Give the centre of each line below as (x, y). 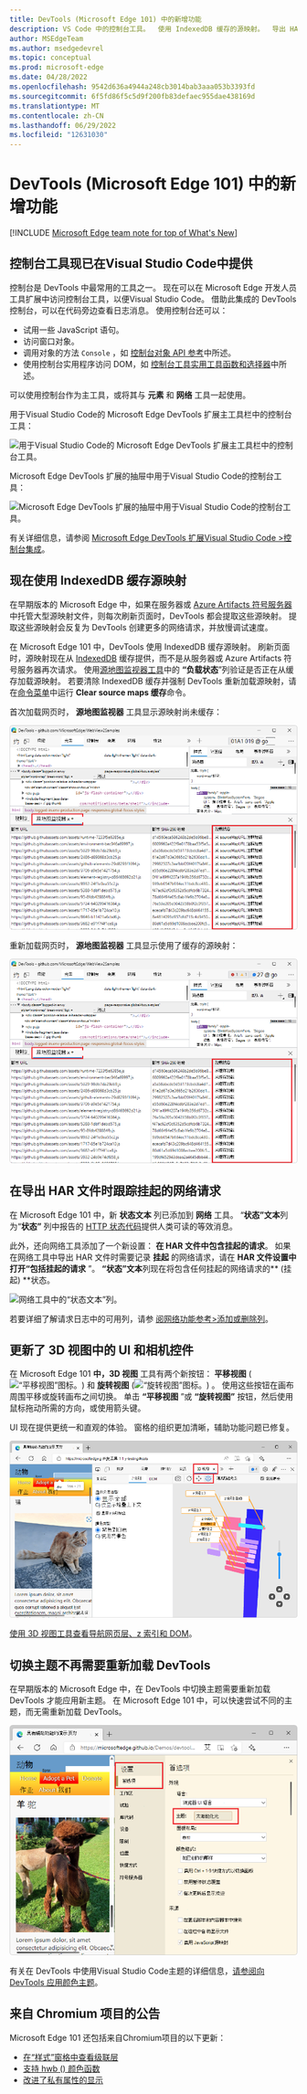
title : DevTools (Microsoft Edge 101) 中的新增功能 (106, 19)
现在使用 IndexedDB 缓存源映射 (98, 581)
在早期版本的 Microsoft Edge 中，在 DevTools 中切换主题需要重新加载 (140, 1689)
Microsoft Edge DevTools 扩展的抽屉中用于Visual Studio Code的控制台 (142, 476)
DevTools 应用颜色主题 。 (56, 1982)
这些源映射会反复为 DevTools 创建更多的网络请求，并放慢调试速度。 (145, 627)
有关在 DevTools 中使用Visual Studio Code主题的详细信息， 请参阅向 (137, 1971)
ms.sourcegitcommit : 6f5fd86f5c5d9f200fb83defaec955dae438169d (132, 96)
